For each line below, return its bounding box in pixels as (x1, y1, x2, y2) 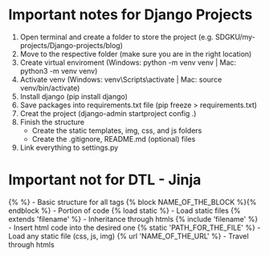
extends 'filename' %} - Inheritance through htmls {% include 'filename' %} (8, 214, 259, 223)
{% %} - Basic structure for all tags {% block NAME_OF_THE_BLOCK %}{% (8, 197, 257, 207)
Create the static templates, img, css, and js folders (31, 126, 202, 135)
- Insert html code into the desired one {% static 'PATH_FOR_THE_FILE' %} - (8, 223, 261, 232)
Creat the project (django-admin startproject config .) (19, 108, 197, 118)
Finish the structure (19, 117, 85, 126)
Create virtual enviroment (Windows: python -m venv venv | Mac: (19, 58, 237, 67)
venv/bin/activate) (19, 82, 80, 93)
